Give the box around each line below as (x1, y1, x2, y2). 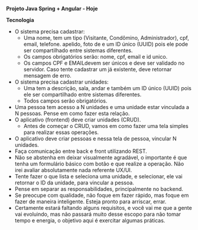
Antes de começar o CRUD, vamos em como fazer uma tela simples (23, 123, 189, 129)
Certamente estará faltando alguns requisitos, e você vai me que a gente (14, 205, 192, 211)
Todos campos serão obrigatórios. (23, 97, 108, 104)
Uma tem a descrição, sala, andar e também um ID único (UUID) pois (23, 85, 192, 91)
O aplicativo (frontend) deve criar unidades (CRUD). (14, 116, 141, 123)
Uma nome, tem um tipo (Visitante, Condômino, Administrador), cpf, (23, 34, 189, 41)
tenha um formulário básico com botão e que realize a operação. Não (14, 160, 184, 167)
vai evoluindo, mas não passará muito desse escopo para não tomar (14, 210, 181, 218)
